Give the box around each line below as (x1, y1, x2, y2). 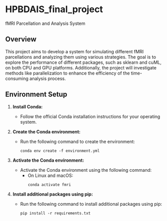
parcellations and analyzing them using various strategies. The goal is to (5, 54, 156, 60)
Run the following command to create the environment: (20, 138, 135, 144)
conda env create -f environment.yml (20, 148, 100, 153)
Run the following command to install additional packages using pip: (20, 201, 162, 207)
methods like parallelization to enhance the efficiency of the (5, 70, 130, 76)
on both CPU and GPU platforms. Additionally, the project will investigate (5, 64, 157, 70)
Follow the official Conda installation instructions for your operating (20, 113, 160, 120)
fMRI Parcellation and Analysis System (5, 20, 86, 26)
